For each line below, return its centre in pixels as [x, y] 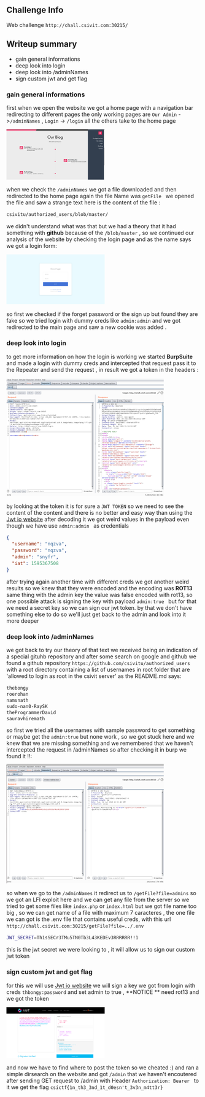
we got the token [28, 998]
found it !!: [19, 756]
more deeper [23, 621]
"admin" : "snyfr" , [36, 557]
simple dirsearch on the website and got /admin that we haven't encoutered [102, 1074]
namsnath [17, 701]
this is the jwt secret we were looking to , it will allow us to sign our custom [101, 950]
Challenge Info [35, 10]
